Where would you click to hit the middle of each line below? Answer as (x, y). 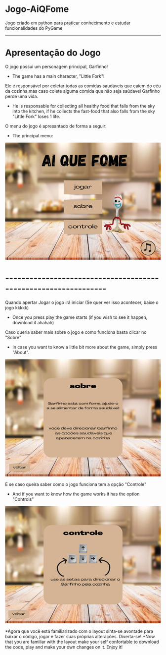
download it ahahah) (33, 322)
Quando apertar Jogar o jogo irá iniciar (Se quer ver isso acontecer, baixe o (82, 302)
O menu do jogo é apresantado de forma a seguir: (56, 126)
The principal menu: (33, 135)
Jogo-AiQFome (37, 9)
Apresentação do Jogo (53, 53)
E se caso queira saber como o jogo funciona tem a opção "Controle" (76, 484)
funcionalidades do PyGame (34, 28)
